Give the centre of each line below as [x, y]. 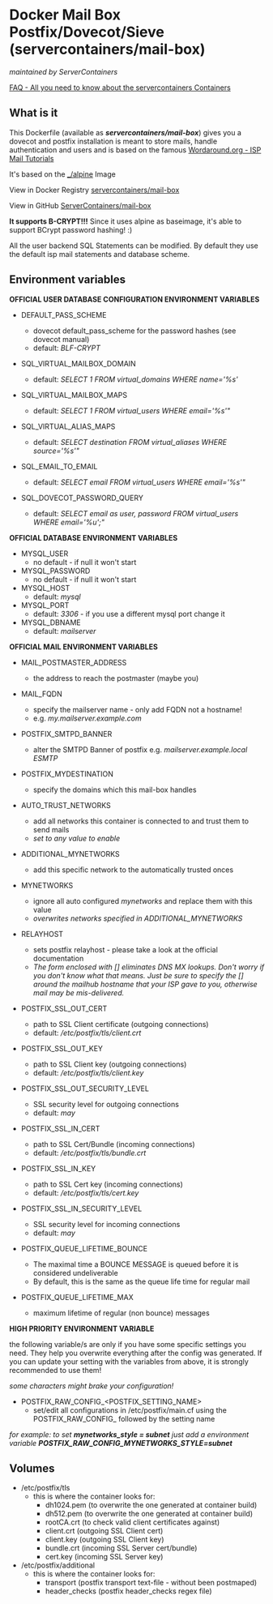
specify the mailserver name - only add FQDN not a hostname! [137, 709]
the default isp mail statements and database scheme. [99, 254]
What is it [34, 113]
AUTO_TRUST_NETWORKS [66, 805]
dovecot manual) [61, 339]
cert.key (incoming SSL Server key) [104, 1557]
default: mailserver [64, 631]
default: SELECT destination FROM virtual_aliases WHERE [130, 442]
